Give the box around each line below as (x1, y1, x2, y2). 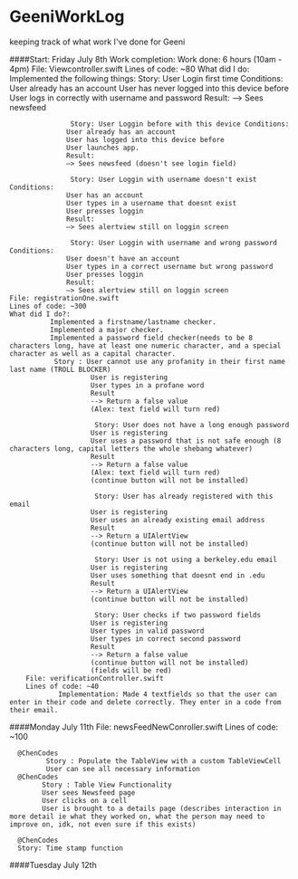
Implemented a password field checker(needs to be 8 (49, 333, 254, 342)
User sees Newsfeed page (42, 788, 136, 798)
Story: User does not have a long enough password (94, 420, 290, 429)
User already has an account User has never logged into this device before (9, 82, 290, 93)
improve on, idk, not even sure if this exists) (9, 819, 197, 829)
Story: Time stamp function (17, 844, 124, 853)
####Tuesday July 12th (9, 859, 97, 870)
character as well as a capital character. (9, 349, 177, 358)
